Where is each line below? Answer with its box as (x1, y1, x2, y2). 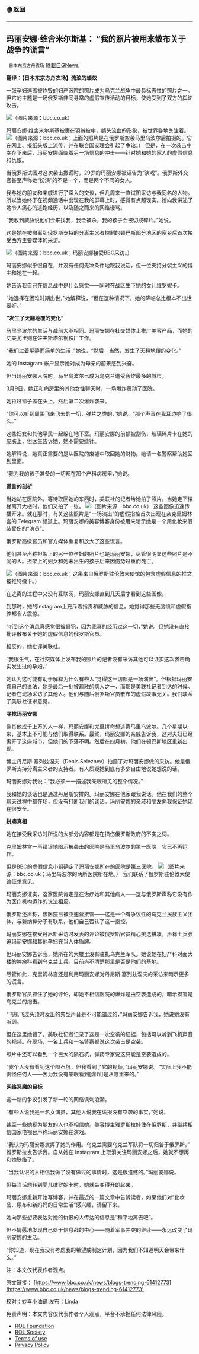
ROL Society (14, 1328, 46, 1336)
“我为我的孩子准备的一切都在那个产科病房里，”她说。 (6, 470, 133, 477)
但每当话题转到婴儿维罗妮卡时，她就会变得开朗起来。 (6, 1181, 136, 1189)
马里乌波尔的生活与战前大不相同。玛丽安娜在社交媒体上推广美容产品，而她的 (6, 327, 193, 334)
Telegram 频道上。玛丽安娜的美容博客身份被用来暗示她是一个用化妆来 (17, 518, 188, 525)
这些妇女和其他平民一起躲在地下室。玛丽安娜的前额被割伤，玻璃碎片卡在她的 (6, 430, 193, 437)
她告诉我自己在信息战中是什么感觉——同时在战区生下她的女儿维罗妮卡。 (6, 282, 182, 289)
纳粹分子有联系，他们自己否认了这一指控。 (26, 918, 131, 925)
